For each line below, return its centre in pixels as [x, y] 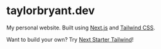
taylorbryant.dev [51, 11]
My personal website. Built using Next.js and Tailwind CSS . [81, 28]
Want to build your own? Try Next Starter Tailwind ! [70, 39]
